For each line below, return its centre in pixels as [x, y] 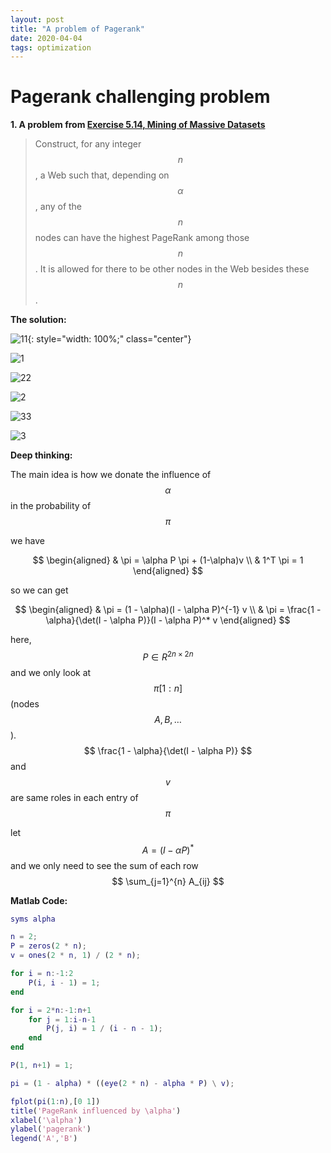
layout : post [37, 19]
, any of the [58, 207]
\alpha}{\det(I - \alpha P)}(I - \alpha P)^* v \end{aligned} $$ [168, 620]
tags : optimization [51, 47]
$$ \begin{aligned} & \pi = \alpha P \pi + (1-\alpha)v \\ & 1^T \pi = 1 [168, 560]
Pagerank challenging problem [140, 97]
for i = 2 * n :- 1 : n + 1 [51, 1010]
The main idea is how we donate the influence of [111, 475]
